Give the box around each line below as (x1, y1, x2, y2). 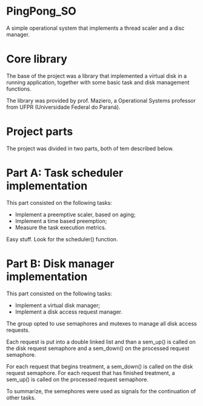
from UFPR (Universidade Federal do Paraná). (6, 103, 121, 111)
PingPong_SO (6, 4, 77, 18)
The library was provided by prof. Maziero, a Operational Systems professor (6, 97, 196, 104)
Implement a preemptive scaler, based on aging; (15, 211, 136, 218)
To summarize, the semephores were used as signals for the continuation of (6, 387, 196, 394)
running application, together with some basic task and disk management (6, 78, 190, 86)
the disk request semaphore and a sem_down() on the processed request (6, 345, 190, 352)
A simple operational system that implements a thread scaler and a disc (6, 24, 185, 32)
